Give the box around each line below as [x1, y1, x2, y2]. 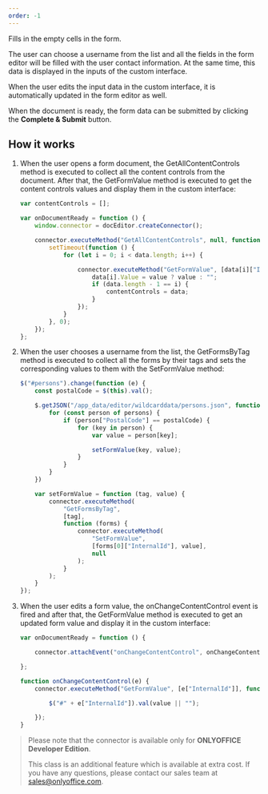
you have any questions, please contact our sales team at [27, 768, 218, 778]
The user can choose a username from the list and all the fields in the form [8, 49, 254, 58]
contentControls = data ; [106, 288, 190, 296]
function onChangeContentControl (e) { [19, 677, 150, 685]
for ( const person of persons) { [49, 409, 161, 417]
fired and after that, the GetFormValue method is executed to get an [19, 610, 243, 619]
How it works [8, 138, 75, 151]
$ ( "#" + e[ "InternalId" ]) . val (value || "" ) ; [49, 699, 200, 707]
